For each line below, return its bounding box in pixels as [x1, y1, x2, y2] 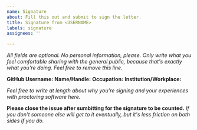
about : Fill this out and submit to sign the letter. [6, 14, 142, 20]
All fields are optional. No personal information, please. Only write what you [6, 52, 192, 59]
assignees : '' [6, 31, 42, 36]
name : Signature [6, 8, 47, 15]
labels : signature [6, 25, 52, 31]
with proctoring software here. [6, 94, 81, 101]
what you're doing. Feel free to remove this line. [6, 64, 123, 71]
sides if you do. [6, 117, 44, 124]
